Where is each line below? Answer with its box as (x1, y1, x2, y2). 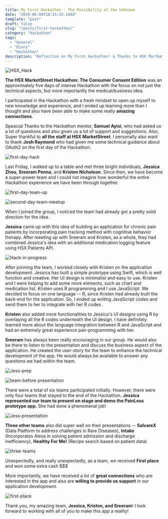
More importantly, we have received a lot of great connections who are (5, 473, 153, 479)
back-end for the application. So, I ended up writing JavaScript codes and (5, 296, 157, 302)
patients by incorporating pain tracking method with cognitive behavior (5, 229, 151, 235)
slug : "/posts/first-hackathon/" (5, 26, 75, 31)
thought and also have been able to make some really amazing (5, 108, 135, 114)
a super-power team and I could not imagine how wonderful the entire (5, 174, 149, 180)
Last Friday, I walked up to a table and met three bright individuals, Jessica (5, 163, 160, 170)
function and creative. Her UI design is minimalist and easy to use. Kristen (5, 275, 157, 281)
